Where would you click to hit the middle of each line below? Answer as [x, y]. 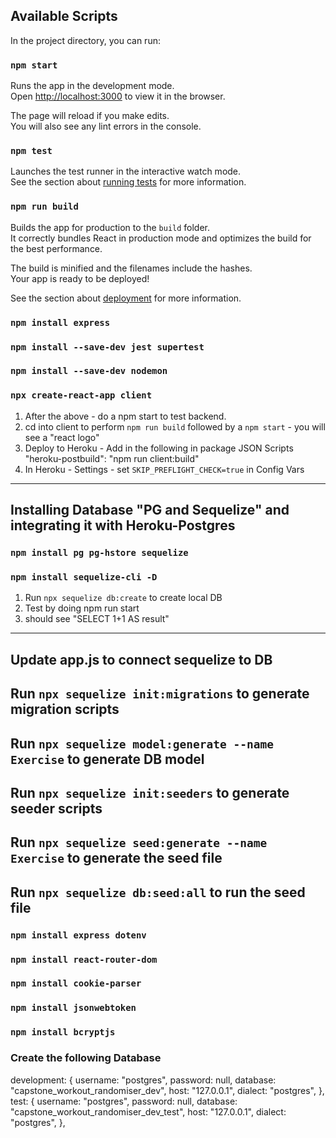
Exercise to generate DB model [107, 759]
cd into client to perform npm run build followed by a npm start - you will [175, 426]
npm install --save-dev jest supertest [107, 347]
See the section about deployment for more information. [126, 298]
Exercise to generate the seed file [116, 858]
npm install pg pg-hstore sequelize [99, 553]
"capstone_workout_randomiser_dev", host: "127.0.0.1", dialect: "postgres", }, [167, 1090]
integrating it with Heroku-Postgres [123, 525]
